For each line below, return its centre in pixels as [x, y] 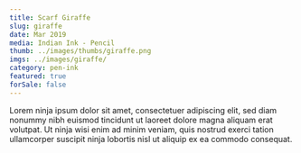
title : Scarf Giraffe [50, 18]
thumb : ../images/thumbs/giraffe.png [80, 51]
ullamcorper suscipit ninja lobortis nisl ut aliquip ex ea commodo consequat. [151, 139]
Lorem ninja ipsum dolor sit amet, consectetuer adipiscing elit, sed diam [143, 110]
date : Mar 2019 [38, 34]
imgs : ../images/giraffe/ [58, 59]
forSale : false [38, 85]
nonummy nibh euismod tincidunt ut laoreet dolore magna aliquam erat [141, 120]
